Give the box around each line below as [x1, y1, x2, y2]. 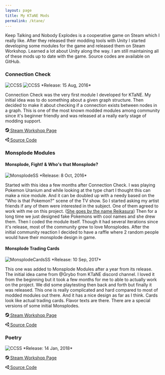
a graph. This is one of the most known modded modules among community [5, 107, 160, 113]
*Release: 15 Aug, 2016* [41, 82, 91, 88]
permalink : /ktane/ [5, 18, 45, 23]
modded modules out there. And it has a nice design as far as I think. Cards [5, 292, 158, 298]
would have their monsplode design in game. [5, 234, 97, 240]
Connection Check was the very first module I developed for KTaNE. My [5, 92, 151, 98]
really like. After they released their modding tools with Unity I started [5, 37, 146, 44]
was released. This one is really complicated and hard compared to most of [5, 287, 159, 293]
